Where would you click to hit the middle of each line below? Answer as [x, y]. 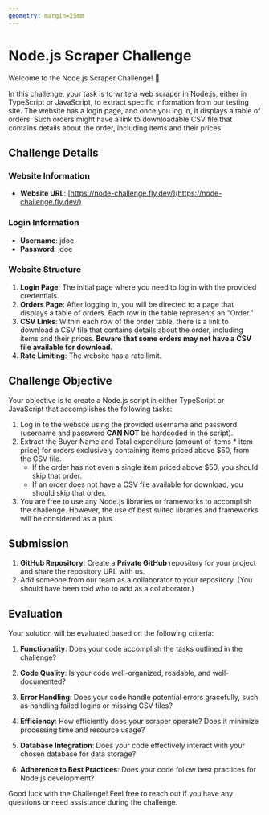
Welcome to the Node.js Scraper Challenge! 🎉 [84, 78]
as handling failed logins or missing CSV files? [96, 706]
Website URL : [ [45, 193]
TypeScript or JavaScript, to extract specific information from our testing [128, 102]
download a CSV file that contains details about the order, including [131, 330]
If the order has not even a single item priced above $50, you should [145, 467]
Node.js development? [57, 778]
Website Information [49, 175]
